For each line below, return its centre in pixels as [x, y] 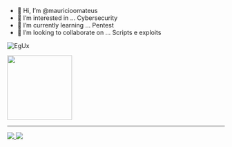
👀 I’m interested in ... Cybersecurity [67, 18]
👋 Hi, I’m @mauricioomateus [57, 11]
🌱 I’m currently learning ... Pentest [65, 25]
